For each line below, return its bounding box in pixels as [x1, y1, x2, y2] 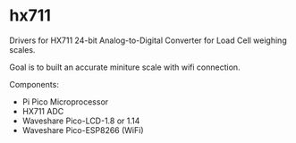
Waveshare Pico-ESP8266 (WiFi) [21, 124, 145, 135]
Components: [9, 79, 60, 89]
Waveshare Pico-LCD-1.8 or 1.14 [21, 115, 140, 126]
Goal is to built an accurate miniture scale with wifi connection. [9, 62, 241, 72]
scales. [9, 44, 36, 55]
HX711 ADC [21, 105, 64, 116]
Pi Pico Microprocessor [21, 96, 109, 107]
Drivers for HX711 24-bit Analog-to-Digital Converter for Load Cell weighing [9, 35, 288, 46]
